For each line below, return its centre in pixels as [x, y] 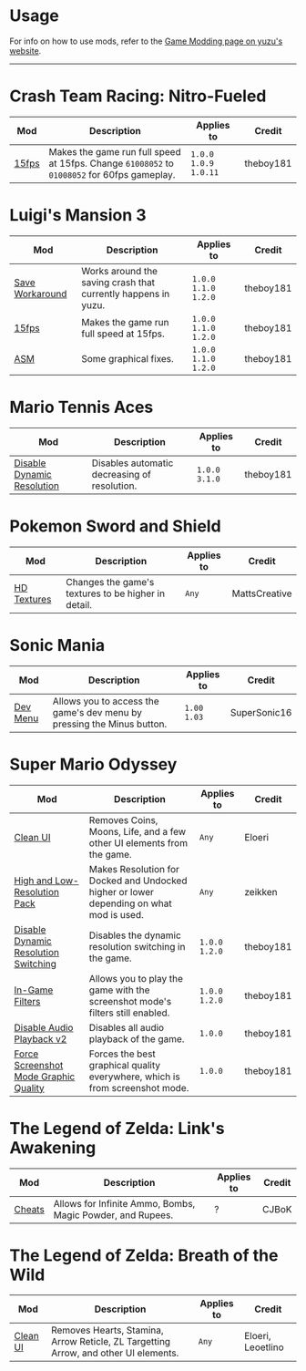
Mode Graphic [45, 1077]
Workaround [41, 294]
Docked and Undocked [138, 881]
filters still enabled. [129, 1013]
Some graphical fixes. [128, 358]
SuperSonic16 [261, 712]
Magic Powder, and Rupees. [113, 1215]
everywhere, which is [134, 1077]
